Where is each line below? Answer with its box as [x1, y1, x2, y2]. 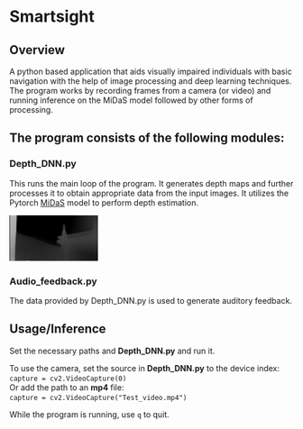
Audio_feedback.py [9, 275, 97, 288]
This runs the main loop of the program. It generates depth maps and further [9, 178, 294, 188]
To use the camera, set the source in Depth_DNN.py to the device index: [9, 362, 280, 373]
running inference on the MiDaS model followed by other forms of [9, 95, 254, 105]
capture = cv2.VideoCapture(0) [9, 374, 127, 383]
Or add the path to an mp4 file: [9, 381, 124, 393]
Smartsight [9, 6, 95, 27]
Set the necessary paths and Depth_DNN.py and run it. [9, 345, 216, 356]
